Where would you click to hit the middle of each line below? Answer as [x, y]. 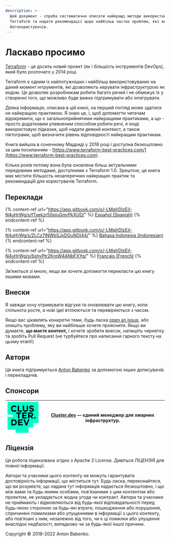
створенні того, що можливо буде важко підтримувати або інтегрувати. [83, 98]
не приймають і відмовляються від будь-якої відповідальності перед [80, 502]
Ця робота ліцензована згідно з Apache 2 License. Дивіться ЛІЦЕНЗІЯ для [85, 460]
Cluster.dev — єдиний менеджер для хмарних [103, 415]
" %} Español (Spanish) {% [112, 215]
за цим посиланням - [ [30, 150]
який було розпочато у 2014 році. [41, 72]
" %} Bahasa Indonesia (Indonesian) [126, 235]
